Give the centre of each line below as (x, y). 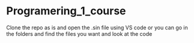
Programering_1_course (66, 11)
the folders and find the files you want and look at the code (79, 33)
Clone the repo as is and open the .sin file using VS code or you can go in (97, 27)
